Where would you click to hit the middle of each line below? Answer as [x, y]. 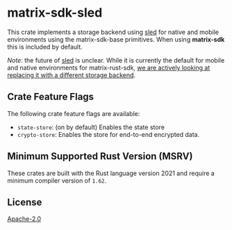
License [25, 202]
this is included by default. [45, 47]
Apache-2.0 [24, 219]
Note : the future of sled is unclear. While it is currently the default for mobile [116, 60]
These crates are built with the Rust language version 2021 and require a [111, 173]
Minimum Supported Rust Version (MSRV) [100, 157]
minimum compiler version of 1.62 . [57, 180]
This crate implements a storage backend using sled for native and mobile [113, 32]
